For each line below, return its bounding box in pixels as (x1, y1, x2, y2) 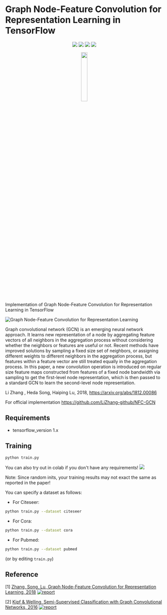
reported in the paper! (5, 480, 51, 486)
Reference (5, 570, 39, 579)
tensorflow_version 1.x (12, 427, 59, 433)
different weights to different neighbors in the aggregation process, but (5, 353, 152, 359)
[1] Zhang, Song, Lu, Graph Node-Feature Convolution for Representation (5, 583, 156, 589)
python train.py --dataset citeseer (5, 509, 82, 514)
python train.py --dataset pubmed (5, 547, 78, 552)
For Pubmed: (12, 537, 39, 543)
